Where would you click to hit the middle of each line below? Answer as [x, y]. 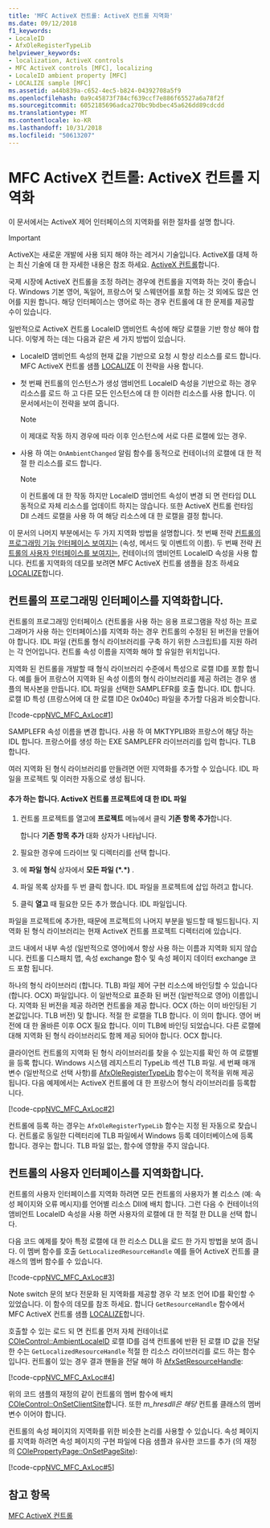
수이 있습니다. [30, 311]
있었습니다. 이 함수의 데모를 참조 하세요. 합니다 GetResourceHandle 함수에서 [127, 1304]
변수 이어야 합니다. [37, 1414]
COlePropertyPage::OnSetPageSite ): [77, 1452]
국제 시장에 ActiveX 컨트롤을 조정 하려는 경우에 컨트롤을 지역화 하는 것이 [122, 281]
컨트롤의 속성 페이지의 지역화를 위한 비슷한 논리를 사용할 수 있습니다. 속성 [123, 1431]
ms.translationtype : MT [48, 113]
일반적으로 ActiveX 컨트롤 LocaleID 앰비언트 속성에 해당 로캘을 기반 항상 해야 [130, 329]
